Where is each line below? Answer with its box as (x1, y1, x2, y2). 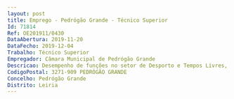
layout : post (7, 10, 46, 17)
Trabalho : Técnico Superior (7, 49, 90, 56)
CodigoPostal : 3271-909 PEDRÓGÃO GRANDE (7, 68, 128, 75)
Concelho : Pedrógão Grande (7, 75, 86, 82)
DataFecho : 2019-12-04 (7, 43, 74, 49)
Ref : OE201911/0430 (7, 29, 65, 37)
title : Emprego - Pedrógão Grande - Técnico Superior (7, 17, 169, 24)
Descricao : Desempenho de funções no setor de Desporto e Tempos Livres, (7, 62, 228, 69)
